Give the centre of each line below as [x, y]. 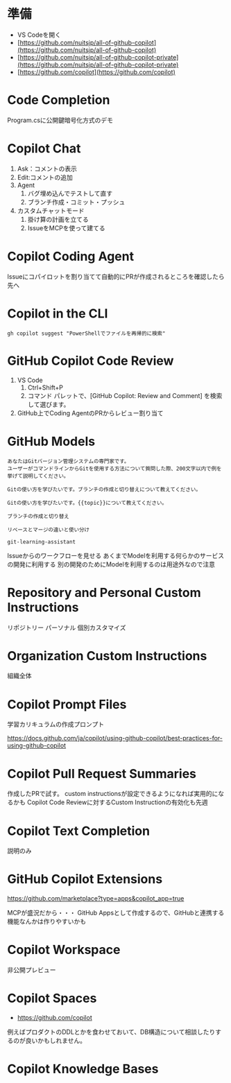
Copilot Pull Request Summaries [102, 773]
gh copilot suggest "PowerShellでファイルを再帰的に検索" [86, 333]
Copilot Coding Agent [70, 257]
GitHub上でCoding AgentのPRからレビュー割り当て [91, 413]
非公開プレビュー [32, 970]
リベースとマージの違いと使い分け [49, 530]
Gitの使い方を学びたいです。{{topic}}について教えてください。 [87, 503]
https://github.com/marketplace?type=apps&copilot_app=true [96, 899]
